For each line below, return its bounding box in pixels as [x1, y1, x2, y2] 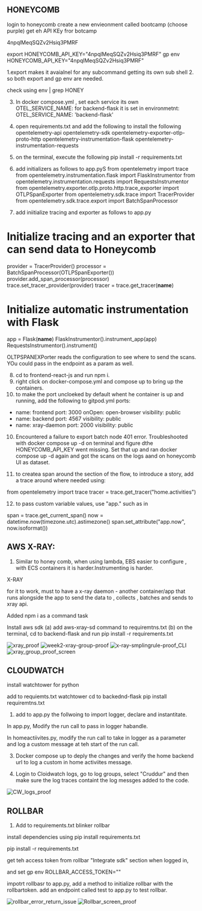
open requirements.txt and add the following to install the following [15, 123, 182, 130]
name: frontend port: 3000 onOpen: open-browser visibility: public [15, 408, 181, 416]
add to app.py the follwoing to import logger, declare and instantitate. [15, 711, 187, 718]
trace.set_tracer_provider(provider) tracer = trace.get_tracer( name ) [7, 281, 174, 289]
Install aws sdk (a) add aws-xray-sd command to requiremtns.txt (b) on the [7, 624, 193, 631]
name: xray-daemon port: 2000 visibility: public [15, 421, 133, 429]
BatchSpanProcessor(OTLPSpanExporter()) [7, 269, 115, 276]
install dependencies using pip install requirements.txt [7, 833, 141, 841]
